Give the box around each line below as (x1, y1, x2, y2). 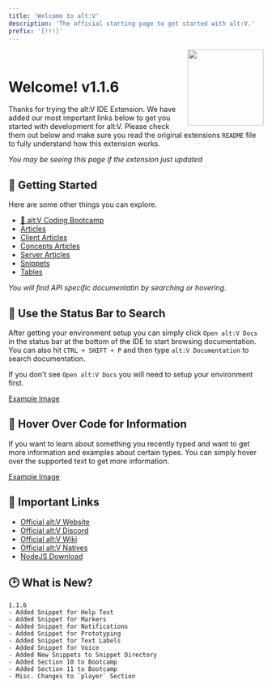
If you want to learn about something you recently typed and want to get (8, 439, 250, 449)
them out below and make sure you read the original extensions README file (8, 131, 257, 140)
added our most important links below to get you (8, 113, 171, 123)
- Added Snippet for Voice (8, 644, 100, 652)
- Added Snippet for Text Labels (8, 637, 121, 645)
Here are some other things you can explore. (8, 200, 158, 209)
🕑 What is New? (8, 575, 93, 589)
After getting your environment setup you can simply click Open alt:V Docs (8, 328, 258, 338)
